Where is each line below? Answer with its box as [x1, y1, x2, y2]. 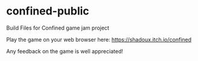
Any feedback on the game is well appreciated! [6, 47, 124, 55]
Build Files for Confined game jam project [6, 24, 110, 31]
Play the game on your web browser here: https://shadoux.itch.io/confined [6, 36, 192, 43]
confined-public [6, 4, 89, 18]
